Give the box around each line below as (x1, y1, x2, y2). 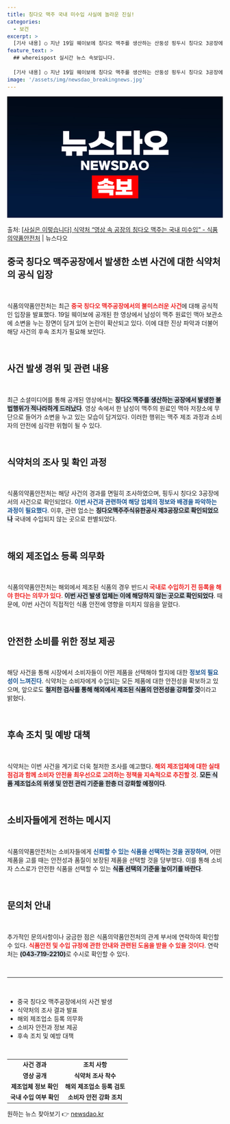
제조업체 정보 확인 (10, 1082, 59, 1090)
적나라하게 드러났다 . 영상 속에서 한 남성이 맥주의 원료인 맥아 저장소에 (30, 404, 214, 412)
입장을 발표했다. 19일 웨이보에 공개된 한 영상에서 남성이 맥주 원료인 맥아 (14, 310, 205, 318)
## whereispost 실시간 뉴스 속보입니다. (13, 55, 116, 62)
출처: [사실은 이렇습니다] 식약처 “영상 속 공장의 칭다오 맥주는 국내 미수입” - (7, 226, 205, 233)
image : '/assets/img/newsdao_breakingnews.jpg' (7, 76, 146, 83)
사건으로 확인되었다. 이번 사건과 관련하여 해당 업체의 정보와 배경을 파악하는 (19, 498, 217, 506)
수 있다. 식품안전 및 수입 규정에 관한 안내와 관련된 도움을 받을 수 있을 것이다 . (7, 941, 207, 949)
